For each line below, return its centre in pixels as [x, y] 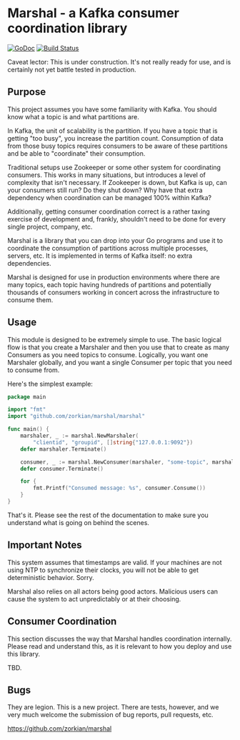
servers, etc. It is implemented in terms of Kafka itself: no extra [100, 256]
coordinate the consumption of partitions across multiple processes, [108, 248]
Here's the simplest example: [50, 384]
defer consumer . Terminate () [62, 469]
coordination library [67, 28]
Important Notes [45, 545]
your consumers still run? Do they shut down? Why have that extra [105, 190]
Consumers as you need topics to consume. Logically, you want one [108, 354]
